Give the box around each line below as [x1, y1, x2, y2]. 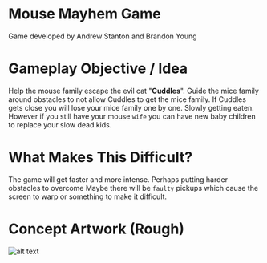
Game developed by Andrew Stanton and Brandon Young [8, 31, 198, 41]
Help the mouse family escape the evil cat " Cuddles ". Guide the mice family [8, 86, 259, 95]
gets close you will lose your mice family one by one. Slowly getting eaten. [8, 103, 254, 112]
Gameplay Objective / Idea [8, 59, 188, 78]
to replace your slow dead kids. [8, 119, 112, 129]
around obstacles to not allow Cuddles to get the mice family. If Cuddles [8, 94, 247, 104]
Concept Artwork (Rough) [8, 220, 184, 237]
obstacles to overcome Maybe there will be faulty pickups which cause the [8, 183, 259, 192]
